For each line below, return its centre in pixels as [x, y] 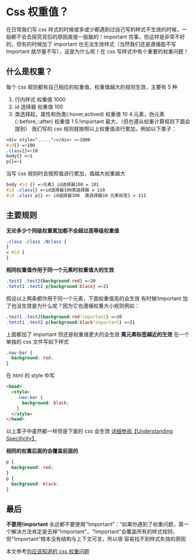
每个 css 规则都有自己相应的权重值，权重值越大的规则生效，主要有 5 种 [92, 87]
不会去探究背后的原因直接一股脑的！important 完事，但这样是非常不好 [101, 36]
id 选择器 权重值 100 [39, 107]
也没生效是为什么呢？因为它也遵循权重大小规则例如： [75, 306]
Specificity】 [21, 439]
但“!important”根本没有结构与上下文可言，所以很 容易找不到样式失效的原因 [96, 539]
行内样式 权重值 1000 [40, 99]
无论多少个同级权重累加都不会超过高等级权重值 [62, 230]
